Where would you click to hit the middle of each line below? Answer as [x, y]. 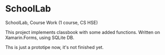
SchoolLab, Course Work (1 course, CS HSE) [52, 22]
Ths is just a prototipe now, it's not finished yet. [54, 47]
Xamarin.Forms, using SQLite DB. [40, 37]
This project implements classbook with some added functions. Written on [83, 32]
